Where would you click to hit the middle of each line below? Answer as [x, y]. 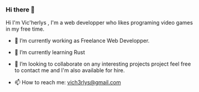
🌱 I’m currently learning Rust [50, 52]
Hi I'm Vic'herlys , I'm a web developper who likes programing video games [99, 23]
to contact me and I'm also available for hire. [69, 70]
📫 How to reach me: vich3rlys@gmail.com [68, 82]
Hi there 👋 [21, 10]
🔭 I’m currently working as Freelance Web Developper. [82, 41]
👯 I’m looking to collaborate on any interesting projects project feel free [103, 64]
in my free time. [25, 29]
